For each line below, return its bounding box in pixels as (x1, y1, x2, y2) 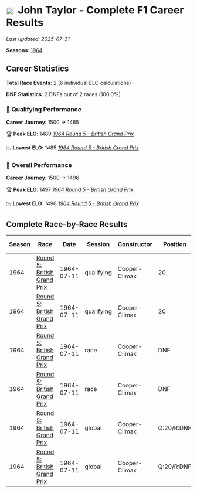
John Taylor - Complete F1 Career (17, 4, 184, 17)
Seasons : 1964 (6, 46, 43, 53)
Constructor (117, 240, 152, 249)
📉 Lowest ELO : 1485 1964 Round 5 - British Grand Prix (6, 144, 139, 151)
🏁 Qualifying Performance (6, 105, 82, 113)
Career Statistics (6, 64, 69, 74)
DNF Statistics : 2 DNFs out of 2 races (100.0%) (6, 90, 121, 97)
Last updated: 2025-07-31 (6, 35, 70, 42)
